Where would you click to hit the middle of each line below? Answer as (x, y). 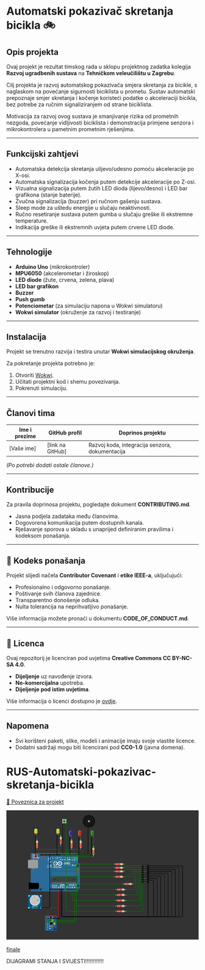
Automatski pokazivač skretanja (90, 11)
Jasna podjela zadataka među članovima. (67, 516)
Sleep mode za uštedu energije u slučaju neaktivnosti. (83, 207)
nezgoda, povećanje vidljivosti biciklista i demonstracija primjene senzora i (100, 123)
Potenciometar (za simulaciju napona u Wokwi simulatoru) (89, 306)
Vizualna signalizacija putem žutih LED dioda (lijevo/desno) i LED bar (101, 188)
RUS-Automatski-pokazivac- (81, 771)
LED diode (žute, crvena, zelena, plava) (65, 279)
